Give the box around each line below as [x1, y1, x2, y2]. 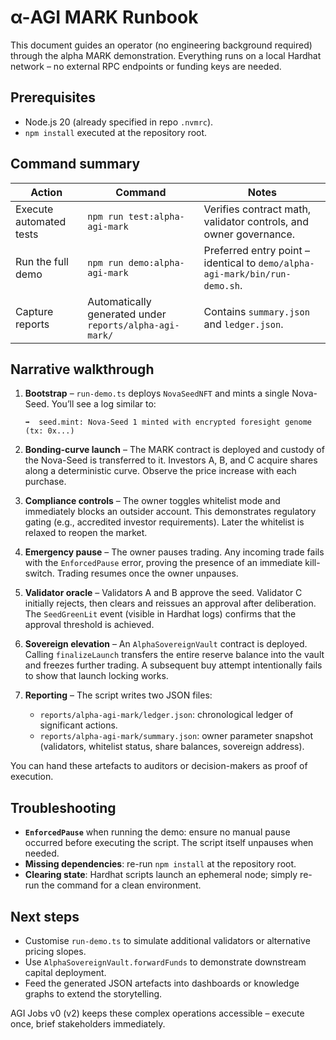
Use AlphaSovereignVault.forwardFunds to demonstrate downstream [24, 956, 307, 968]
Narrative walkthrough [10, 361, 155, 378]
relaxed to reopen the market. [24, 527, 148, 539]
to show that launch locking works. [24, 670, 169, 682]
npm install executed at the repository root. [24, 126, 208, 138]
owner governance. [203, 227, 296, 241]
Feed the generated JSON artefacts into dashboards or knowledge [24, 977, 300, 989]
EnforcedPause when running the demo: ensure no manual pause [24, 826, 291, 838]
